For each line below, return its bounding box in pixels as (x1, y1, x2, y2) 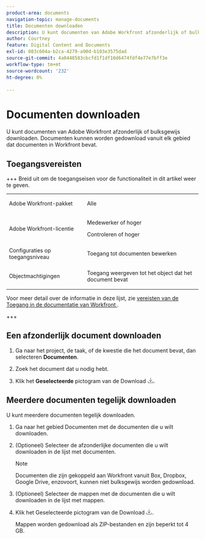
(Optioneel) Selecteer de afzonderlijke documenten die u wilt (15, 441, 169, 449)
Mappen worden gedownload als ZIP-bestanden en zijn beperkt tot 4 (15, 520, 189, 528)
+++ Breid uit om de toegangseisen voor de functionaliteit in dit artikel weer (6, 175, 196, 182)
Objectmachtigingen (9, 273, 60, 279)
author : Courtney (6, 35, 51, 42)
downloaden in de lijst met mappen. (15, 496, 105, 504)
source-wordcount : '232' (6, 68, 70, 74)
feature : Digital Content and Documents (6, 42, 111, 48)
